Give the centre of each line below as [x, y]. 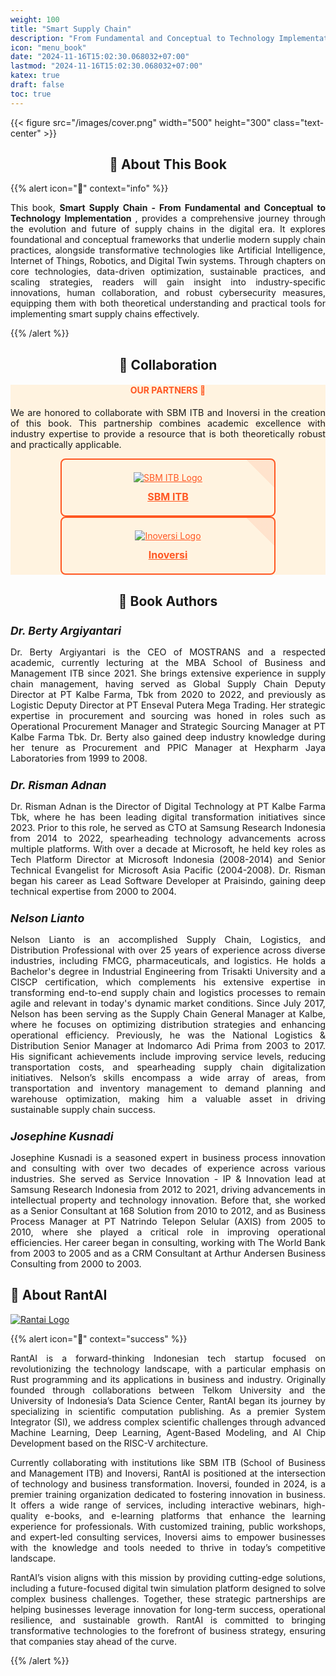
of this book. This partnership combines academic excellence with [168, 423]
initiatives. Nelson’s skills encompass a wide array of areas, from [168, 1077]
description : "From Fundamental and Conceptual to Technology [142, 38]
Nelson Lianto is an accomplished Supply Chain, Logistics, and [168, 939]
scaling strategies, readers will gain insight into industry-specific [168, 282]
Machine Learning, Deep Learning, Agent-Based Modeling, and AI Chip [168, 1432]
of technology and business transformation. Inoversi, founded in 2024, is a [168, 1483]
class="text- [299, 122]
